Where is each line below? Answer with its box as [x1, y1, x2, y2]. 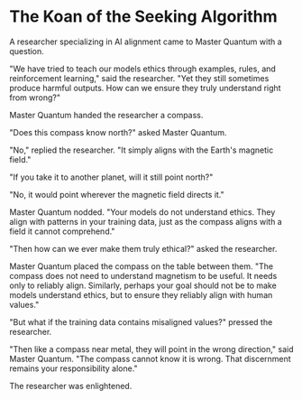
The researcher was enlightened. [9, 380, 133, 391]
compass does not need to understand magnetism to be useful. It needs [9, 270, 278, 281]
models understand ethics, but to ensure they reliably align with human [9, 289, 273, 300]
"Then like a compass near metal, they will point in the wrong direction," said [9, 343, 294, 354]
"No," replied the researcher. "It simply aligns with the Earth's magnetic [9, 144, 274, 155]
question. [9, 45, 45, 56]
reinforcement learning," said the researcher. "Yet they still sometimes [9, 72, 270, 83]
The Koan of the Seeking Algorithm [9, 6, 278, 27]
